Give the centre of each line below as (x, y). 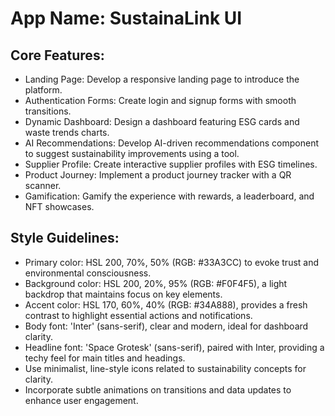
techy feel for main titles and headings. (105, 358)
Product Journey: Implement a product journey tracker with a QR (158, 175)
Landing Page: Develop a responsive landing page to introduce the (162, 79)
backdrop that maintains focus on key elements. (123, 294)
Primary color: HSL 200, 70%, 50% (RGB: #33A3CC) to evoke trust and (172, 262)
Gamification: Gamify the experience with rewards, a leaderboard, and (169, 196)
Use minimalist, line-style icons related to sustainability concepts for (165, 368)
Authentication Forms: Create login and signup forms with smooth (160, 100)
